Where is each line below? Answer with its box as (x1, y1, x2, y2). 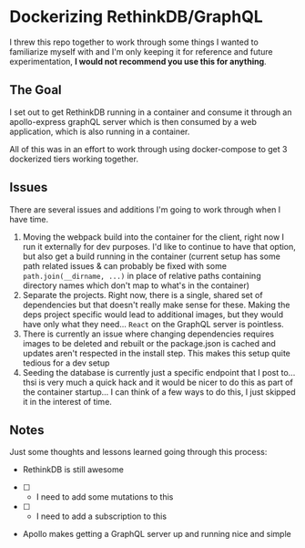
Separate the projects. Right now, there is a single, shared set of (22, 289, 263, 300)
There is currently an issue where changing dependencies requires (22, 328, 275, 339)
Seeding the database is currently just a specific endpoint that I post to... (22, 367, 296, 377)
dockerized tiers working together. (9, 153, 139, 164)
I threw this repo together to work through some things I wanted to (9, 36, 259, 47)
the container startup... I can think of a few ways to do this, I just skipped (22, 386, 296, 398)
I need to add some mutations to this (36, 491, 174, 502)
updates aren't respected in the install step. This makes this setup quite (22, 347, 291, 358)
